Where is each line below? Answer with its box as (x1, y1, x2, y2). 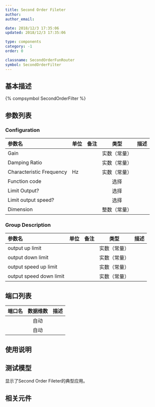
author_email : (5, 16, 35, 21)
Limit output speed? (7, 197, 54, 203)
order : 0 (5, 48, 23, 53)
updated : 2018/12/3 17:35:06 (5, 30, 66, 35)
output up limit (7, 245, 41, 252)
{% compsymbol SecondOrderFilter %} (5, 95, 86, 101)
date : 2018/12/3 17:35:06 (5, 25, 59, 30)
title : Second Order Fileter (5, 7, 66, 12)
